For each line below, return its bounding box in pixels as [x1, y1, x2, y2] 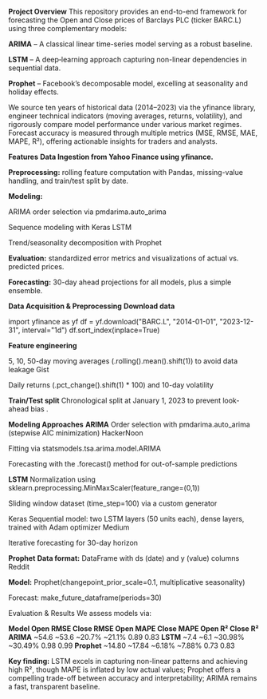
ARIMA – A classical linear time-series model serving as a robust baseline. [8, 39, 253, 49]
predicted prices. [8, 262, 65, 271]
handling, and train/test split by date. [8, 176, 129, 185]
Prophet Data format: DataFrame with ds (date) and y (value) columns [8, 554, 240, 562]
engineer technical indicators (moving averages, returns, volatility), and [8, 111, 243, 121]
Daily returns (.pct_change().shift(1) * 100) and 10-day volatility [8, 380, 214, 390]
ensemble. [8, 286, 43, 295]
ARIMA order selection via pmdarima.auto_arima [8, 207, 167, 216]
